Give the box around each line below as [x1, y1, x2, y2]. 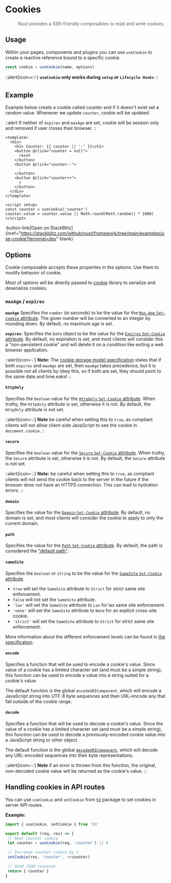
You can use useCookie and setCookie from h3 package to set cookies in [5, 796, 157, 802]
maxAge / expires [5, 298, 45, 305]
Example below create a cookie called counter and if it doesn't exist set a [5, 104, 159, 111]
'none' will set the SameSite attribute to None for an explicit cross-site [12, 607, 157, 613]
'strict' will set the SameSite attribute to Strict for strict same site [12, 618, 155, 624]
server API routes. [5, 801, 43, 808]
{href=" [5, 230, 21, 236]
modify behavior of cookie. [5, 270, 62, 276]
